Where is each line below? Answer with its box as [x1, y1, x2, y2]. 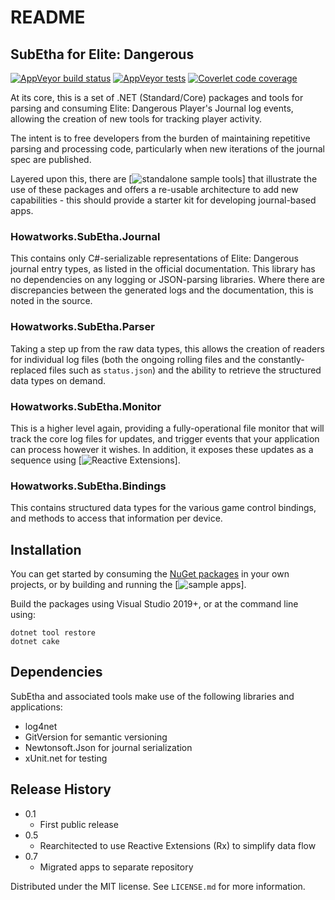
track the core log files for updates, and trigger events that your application [10, 432, 320, 445]
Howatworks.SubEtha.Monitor [10, 399, 162, 413]
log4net [24, 720, 58, 732]
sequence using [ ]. [10, 454, 181, 466]
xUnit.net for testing [24, 752, 108, 764]
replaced [10, 364, 47, 376]
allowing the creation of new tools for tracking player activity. [10, 113, 262, 125]
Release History [10, 781, 112, 798]
